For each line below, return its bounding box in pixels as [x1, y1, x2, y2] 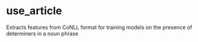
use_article [6, 4, 62, 18]
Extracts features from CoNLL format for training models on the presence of [6, 24, 193, 31]
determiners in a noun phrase [6, 30, 78, 37]
